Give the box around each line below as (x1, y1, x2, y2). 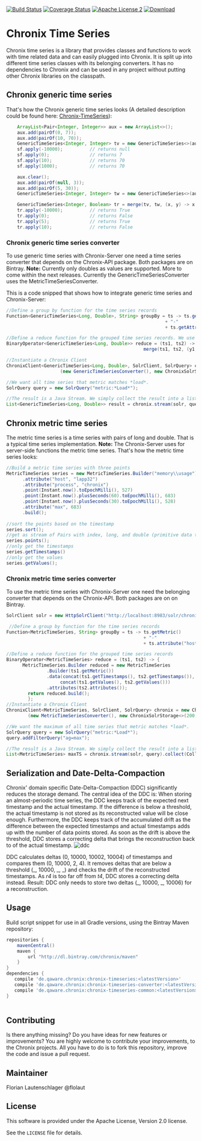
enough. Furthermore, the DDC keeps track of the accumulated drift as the (6, 816, 191, 823)
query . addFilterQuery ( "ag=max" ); (6, 735, 90, 741)
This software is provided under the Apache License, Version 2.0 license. (6, 1117, 188, 1124)
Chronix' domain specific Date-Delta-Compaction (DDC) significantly (6, 784, 177, 791)
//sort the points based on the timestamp (6, 521, 114, 527)
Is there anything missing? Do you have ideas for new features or (6, 1031, 167, 1039)
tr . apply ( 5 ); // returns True (17, 218, 130, 224)
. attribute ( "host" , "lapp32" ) (22, 476, 98, 482)
